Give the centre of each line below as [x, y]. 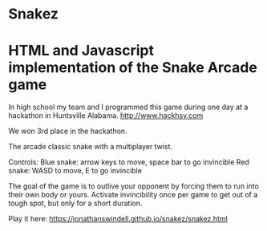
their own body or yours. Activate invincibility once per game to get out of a [133, 195]
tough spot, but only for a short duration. [75, 203]
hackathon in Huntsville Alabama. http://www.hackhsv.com [106, 115]
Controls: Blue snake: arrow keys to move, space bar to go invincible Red [129, 162]
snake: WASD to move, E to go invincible [75, 171]
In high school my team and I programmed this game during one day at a [128, 107]
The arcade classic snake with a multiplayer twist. [91, 147]
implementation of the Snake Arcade [133, 68]
